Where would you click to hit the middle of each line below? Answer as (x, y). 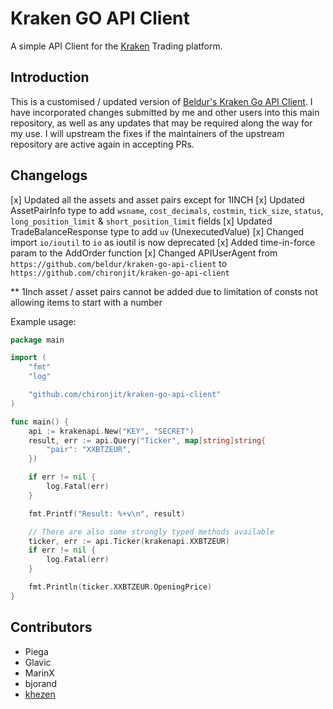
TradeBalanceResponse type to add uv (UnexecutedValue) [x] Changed (157, 231)
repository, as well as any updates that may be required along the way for (161, 123)
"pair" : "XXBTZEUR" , (89, 450)
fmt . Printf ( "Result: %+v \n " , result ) (107, 513)
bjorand (41, 683)
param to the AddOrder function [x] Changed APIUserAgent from (144, 253)
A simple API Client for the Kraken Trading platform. (116, 46)
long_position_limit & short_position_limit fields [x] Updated (141, 221)
